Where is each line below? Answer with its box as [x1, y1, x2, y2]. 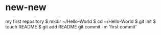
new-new [5, 2, 47, 13]
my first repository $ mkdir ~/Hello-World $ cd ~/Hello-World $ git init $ [5, 18, 156, 24]
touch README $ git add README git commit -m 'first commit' [5, 23, 137, 29]
